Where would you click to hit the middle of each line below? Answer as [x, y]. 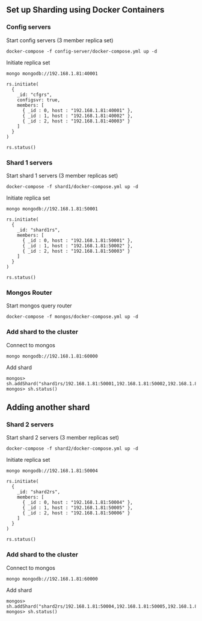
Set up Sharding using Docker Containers [85, 10]
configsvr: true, [39, 100]
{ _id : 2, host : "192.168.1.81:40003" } [76, 121]
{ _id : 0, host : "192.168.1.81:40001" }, [78, 110]
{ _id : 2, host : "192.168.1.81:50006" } [76, 513]
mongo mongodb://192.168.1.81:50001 [52, 209]
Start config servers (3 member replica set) [60, 40]
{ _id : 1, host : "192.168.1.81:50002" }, [78, 246]
